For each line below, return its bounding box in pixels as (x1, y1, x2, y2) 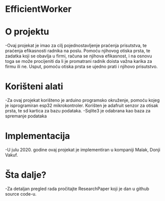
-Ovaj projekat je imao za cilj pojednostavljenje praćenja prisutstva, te (5, 43, 147, 49)
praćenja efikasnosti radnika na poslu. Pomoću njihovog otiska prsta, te (5, 48, 151, 54)
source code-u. (5, 191, 37, 197)
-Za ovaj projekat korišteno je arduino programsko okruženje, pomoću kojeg (5, 98, 160, 103)
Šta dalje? (5, 169, 47, 181)
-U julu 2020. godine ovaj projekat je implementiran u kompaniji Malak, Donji (5, 147, 161, 152)
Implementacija (5, 130, 70, 142)
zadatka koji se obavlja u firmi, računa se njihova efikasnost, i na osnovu (5, 53, 152, 59)
